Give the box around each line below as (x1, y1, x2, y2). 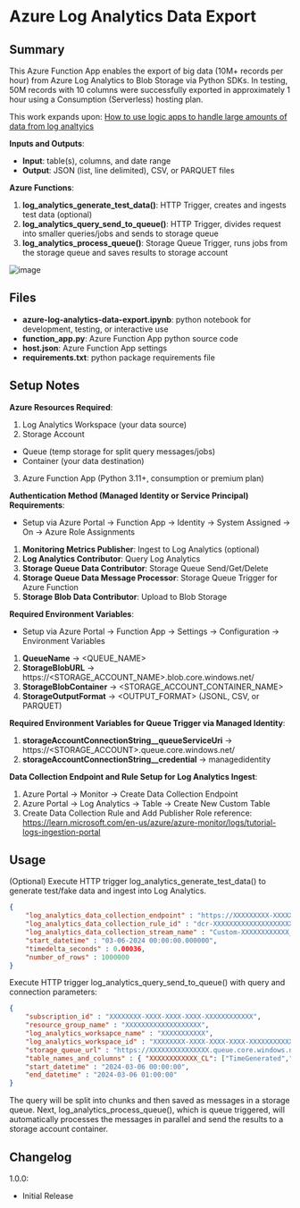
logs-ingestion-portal (21, 826, 101, 837)
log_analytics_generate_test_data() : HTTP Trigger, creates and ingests (21, 199, 287, 210)
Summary (9, 42, 65, 57)
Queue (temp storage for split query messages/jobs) (21, 445, 216, 457)
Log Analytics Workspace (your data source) (21, 418, 187, 430)
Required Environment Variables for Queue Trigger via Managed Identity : (9, 717, 286, 728)
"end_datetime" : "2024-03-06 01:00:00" (25, 1070, 178, 1079)
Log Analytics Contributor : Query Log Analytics (21, 553, 201, 564)
